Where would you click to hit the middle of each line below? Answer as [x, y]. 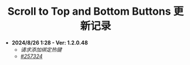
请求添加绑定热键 [41, 49]
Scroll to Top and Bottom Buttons [89, 11]
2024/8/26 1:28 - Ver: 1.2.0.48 [50, 42]
